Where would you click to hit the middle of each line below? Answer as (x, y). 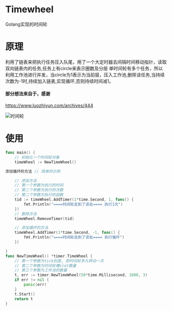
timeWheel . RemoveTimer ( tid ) (44, 218)
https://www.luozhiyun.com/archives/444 (49, 105)
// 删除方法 (26, 214)
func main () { (20, 153)
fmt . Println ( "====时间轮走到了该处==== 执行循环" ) (74, 237)
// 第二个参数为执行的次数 (39, 190)
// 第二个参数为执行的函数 (39, 195)
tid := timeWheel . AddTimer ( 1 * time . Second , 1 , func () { (74, 200)
